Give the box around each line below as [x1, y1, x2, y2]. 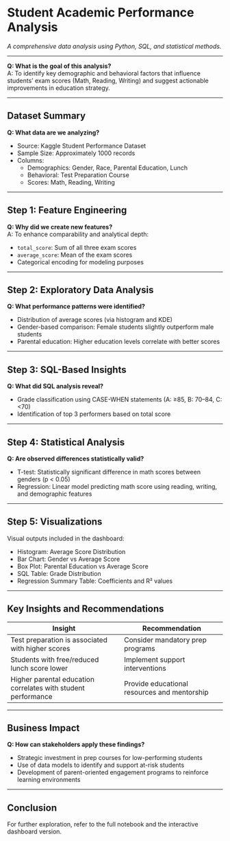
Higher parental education [10, 674, 94, 684]
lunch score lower [10, 663, 68, 673]
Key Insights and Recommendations [7, 603, 164, 615]
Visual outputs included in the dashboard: [7, 534, 125, 542]
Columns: [16, 156, 44, 164]
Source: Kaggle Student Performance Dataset [16, 141, 146, 150]
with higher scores [10, 643, 71, 653]
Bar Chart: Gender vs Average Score [16, 555, 120, 563]
